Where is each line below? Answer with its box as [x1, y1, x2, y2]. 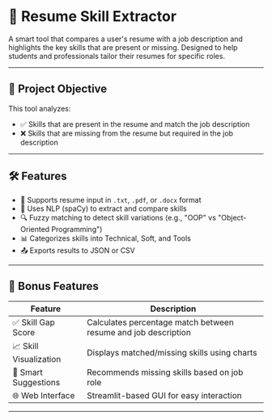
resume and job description [86, 327, 192, 338]
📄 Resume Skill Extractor [8, 7, 176, 26]
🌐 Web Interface [12, 390, 75, 401]
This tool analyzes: [8, 103, 71, 113]
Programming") [51, 224, 103, 233]
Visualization [12, 354, 62, 365]
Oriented [19, 224, 50, 233]
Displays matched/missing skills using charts [86, 346, 257, 358]
